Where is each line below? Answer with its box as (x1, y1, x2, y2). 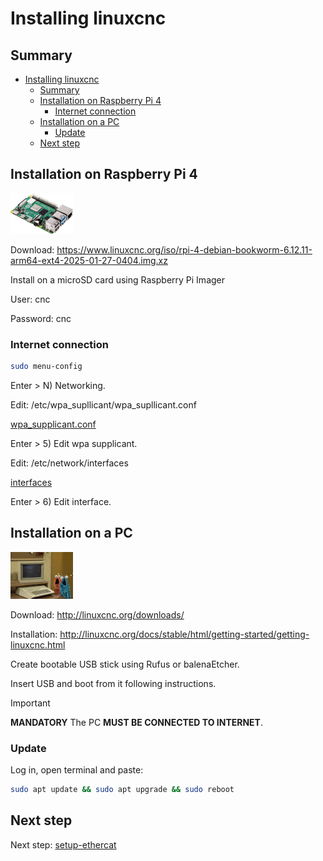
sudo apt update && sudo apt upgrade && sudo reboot (10, 785, 235, 795)
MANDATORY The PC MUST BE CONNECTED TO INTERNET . (10, 716, 264, 728)
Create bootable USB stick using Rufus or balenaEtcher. (10, 658, 240, 670)
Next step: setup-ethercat (10, 838, 117, 851)
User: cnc (10, 293, 51, 305)
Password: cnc (10, 312, 72, 324)
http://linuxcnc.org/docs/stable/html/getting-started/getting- (59, 628, 310, 640)
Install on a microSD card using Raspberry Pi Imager (10, 273, 226, 286)
